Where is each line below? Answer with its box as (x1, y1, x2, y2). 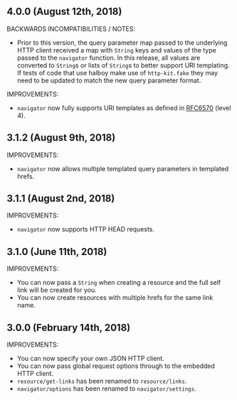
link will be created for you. (16, 286, 97, 294)
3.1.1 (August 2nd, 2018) (6, 193, 115, 205)
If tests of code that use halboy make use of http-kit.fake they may (16, 68, 218, 77)
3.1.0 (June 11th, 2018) (6, 245, 107, 258)
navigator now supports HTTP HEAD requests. (16, 225, 154, 234)
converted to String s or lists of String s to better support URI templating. (16, 60, 230, 70)
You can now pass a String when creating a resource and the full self (16, 279, 221, 287)
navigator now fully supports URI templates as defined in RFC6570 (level (16, 103, 231, 112)
